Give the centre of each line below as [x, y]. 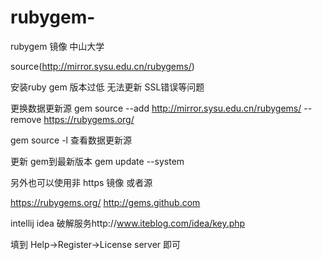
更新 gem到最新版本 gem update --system [97, 161]
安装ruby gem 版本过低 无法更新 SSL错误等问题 [107, 87]
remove [26, 119]
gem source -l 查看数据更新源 [71, 140]
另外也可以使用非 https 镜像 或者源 [81, 182]
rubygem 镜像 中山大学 [57, 46]
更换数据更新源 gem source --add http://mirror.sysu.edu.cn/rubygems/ [156, 108]
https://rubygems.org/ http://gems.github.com [105, 202]
